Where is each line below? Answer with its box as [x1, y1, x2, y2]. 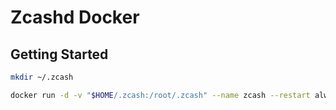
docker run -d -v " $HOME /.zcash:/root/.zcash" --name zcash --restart [10, 90, 311, 100]
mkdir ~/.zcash [10, 72, 74, 82]
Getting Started [10, 46, 109, 63]
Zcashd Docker [10, 6, 140, 29]
